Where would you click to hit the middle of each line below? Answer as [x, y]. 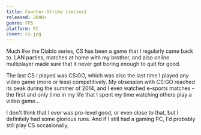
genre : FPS [20, 23]
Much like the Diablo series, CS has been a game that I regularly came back [100, 51]
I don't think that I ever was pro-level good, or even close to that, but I [92, 113]
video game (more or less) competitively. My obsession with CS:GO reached [100, 82]
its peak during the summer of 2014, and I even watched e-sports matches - [100, 88]
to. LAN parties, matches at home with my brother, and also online [88, 58]
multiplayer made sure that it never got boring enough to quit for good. [94, 64]
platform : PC [22, 28]
